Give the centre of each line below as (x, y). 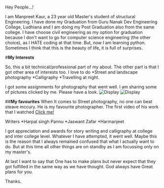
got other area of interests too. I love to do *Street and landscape (71, 72)
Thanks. (13, 181)
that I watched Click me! (30, 112)
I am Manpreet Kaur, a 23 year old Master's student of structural (70, 16)
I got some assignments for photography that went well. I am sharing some (81, 87)
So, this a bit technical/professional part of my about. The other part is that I (82, 67)
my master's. (18, 152)
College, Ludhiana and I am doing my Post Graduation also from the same (80, 27)
